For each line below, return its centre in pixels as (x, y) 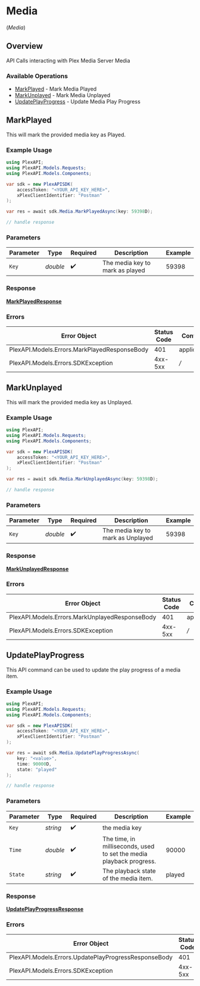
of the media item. (127, 878)
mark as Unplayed (128, 538)
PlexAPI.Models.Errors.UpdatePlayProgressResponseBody (91, 957)
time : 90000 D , (34, 764)
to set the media (125, 854)
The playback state (129, 870)
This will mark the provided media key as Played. (66, 135)
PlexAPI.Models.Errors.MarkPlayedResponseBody (79, 350)
